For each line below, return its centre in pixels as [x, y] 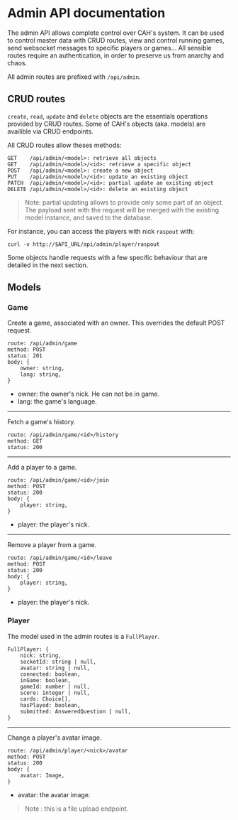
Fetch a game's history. [41, 422]
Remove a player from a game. [52, 545]
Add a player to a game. [42, 468]
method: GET [25, 441]
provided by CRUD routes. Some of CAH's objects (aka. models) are [107, 124]
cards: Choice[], [46, 699]
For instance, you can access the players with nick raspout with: [101, 231]
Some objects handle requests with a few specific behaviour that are [107, 257]
